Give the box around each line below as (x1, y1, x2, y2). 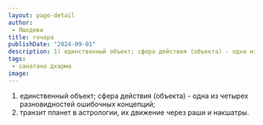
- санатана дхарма (11, 62, 72, 70)
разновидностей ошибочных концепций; (19, 99, 156, 109)
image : (8, 70, 30, 77)
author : (8, 19, 34, 27)
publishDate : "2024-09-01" (8, 41, 96, 48)
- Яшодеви (11, 26, 44, 34)
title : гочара (8, 33, 55, 41)
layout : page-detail (8, 11, 76, 20)
